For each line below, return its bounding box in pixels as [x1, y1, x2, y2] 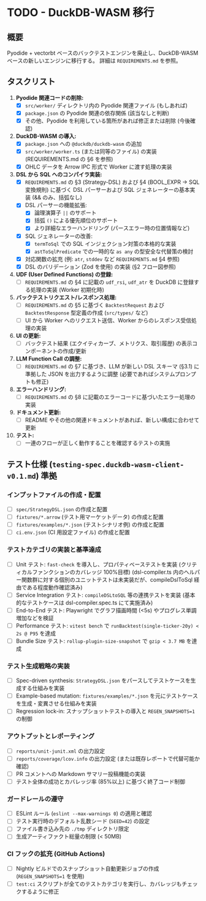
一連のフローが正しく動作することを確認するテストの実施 [25, 439, 170, 447]
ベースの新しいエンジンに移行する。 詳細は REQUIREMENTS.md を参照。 [7, 57, 181, 64]
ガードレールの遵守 [7, 794, 64, 803]
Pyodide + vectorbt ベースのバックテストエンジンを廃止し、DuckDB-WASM [7, 50, 199, 56]
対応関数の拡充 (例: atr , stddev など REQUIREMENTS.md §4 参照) [25, 255, 180, 262]
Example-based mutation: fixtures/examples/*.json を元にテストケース [15, 692, 198, 699]
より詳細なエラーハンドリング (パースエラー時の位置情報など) [34, 224, 190, 232]
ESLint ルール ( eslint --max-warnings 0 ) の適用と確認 [15, 810, 153, 817]
